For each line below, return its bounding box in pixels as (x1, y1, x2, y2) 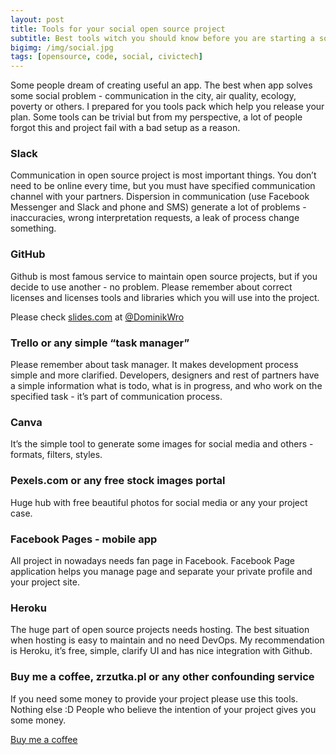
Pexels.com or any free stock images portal (10, 474, 226, 488)
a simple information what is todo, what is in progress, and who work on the (10, 380, 323, 392)
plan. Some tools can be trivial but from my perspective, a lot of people (10, 111, 303, 123)
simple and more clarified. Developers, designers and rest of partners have (10, 369, 320, 381)
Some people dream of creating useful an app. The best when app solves (10, 79, 313, 91)
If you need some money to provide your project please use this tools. (10, 692, 298, 705)
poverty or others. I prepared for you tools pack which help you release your (10, 101, 325, 113)
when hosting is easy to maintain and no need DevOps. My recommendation (10, 634, 325, 646)
